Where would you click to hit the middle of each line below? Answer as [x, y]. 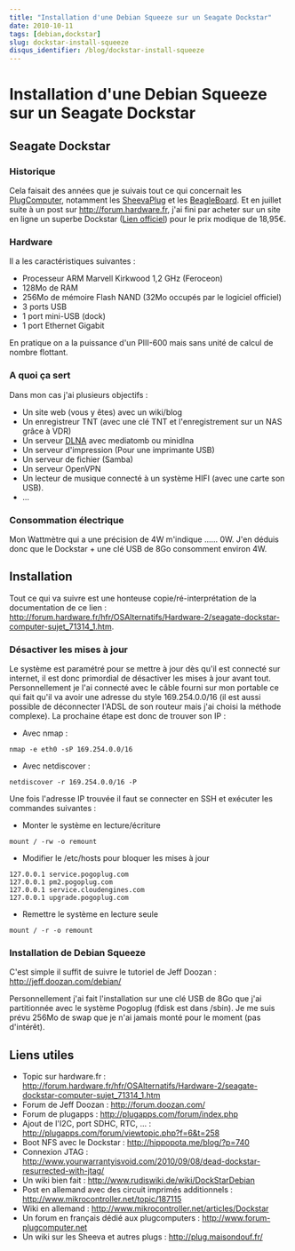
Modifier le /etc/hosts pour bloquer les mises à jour [116, 858]
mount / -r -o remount [51, 930]
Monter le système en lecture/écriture [92, 825]
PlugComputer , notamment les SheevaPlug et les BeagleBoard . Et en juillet [145, 200]
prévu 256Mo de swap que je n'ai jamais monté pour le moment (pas [135, 1017]
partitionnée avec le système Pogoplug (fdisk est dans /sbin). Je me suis [142, 1008]
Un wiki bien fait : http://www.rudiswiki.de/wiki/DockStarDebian [138, 1180]
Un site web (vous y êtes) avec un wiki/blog [102, 412]
